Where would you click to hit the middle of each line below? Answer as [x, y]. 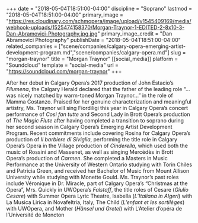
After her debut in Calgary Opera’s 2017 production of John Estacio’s [90, 83]
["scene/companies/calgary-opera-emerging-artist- [122, 46]
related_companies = [32, 46]
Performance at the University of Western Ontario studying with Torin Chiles [99, 164]
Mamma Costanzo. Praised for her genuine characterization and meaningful [99, 102]
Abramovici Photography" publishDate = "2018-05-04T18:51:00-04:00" [93, 40]
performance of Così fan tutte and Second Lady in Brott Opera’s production [98, 114]
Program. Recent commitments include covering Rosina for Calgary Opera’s [98, 133]
